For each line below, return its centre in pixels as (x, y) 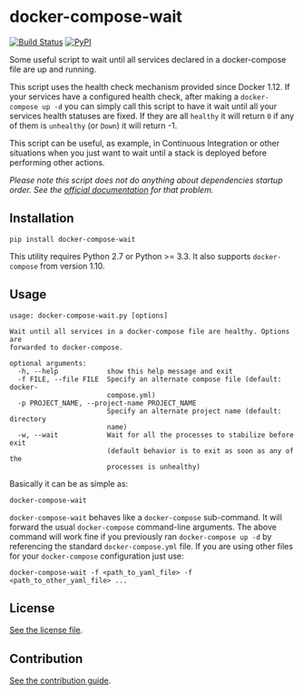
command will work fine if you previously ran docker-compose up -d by (141, 536)
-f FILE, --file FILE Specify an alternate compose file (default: (150, 379)
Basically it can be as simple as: (69, 483)
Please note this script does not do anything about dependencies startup (146, 180)
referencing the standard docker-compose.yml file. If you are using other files (151, 546)
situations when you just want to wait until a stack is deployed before (138, 153)
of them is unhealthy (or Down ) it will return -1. (93, 126)
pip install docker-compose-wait (73, 239)
